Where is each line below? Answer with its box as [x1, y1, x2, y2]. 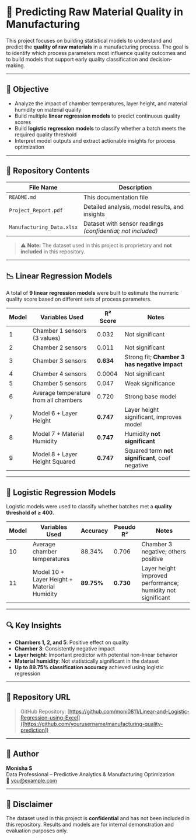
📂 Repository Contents [6, 166, 90, 176]
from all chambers [32, 396, 83, 404]
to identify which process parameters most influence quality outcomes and [6, 49, 187, 56]
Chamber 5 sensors [32, 380, 87, 388]
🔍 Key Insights [6, 620, 62, 631]
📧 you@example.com [6, 777, 57, 784]
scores [14, 118, 32, 125]
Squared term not [124, 447, 173, 455]
